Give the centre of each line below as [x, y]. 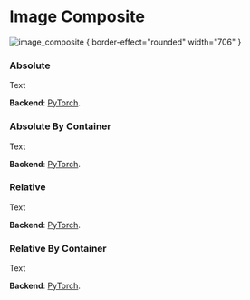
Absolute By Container [60, 126]
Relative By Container [58, 248]
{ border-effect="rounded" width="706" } [163, 42]
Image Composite [77, 17]
